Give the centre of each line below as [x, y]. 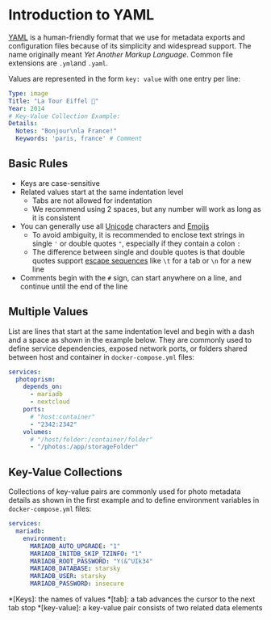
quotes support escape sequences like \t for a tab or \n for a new [142, 260]
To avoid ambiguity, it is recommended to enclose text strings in [138, 234]
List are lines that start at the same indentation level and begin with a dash [132, 331]
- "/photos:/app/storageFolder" [84, 447]
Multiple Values [48, 312]
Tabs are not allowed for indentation [92, 200]
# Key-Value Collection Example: [65, 116]
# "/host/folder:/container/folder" [91, 439]
